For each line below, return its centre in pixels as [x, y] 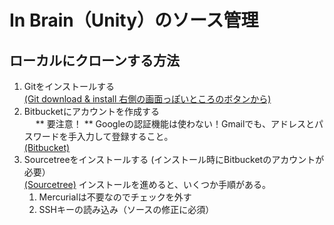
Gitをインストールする [69, 86]
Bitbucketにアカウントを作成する [91, 111]
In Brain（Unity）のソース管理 [134, 20]
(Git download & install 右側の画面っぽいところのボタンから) [147, 99]
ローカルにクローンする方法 [94, 60]
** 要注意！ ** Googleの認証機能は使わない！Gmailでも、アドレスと [175, 124]
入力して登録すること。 [125, 136]
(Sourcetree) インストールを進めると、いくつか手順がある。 [147, 184]
